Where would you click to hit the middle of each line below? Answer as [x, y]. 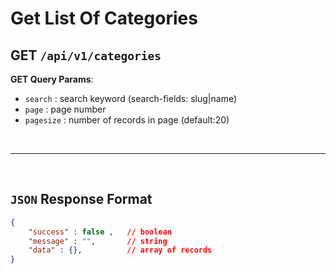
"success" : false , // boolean [100, 232]
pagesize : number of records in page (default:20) [127, 120]
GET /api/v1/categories [86, 55]
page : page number [65, 109]
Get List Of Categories [104, 18]
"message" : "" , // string [98, 241]
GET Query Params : [52, 79]
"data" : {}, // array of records [120, 250]
